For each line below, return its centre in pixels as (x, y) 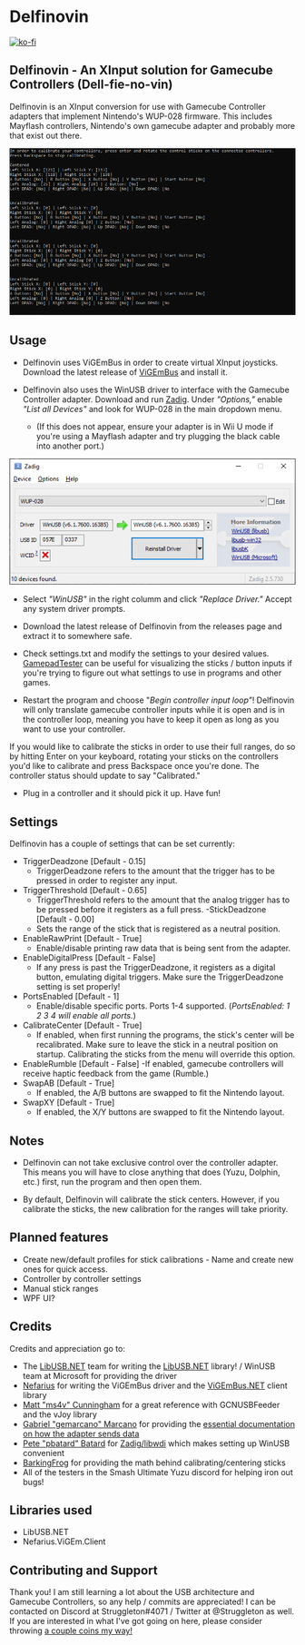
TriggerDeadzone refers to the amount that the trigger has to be (155, 871)
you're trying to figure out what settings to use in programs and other (152, 673)
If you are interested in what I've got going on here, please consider (136, 1621)
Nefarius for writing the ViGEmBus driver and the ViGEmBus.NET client (155, 1385)
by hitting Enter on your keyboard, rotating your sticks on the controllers (144, 756)
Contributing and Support (84, 1570)
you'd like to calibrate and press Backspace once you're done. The (134, 766)
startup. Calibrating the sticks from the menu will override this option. (166, 1054)
